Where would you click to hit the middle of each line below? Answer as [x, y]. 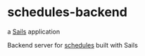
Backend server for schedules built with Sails [73, 45]
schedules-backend [68, 12]
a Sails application [34, 31]
